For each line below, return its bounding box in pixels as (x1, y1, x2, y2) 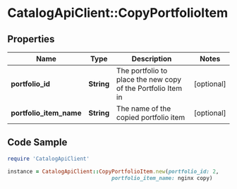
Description (131, 54, 172, 63)
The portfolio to (116, 66, 168, 75)
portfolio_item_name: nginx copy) (111, 174, 213, 181)
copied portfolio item (116, 113, 186, 122)
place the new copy (116, 75, 182, 84)
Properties (7, 33, 55, 45)
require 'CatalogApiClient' (7, 155, 90, 162)
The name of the (116, 104, 171, 114)
